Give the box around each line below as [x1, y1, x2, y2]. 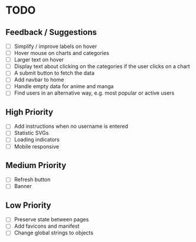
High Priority [5, 107, 54, 117]
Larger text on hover [14, 56, 64, 63]
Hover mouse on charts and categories [14, 50, 110, 57]
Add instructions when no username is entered [14, 122, 128, 130]
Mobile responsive [14, 143, 60, 150]
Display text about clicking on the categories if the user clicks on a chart [14, 63, 190, 70]
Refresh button [14, 176, 51, 183]
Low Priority [5, 200, 51, 210]
